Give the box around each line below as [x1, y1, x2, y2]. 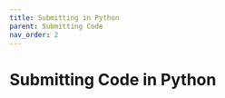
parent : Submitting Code [9, 22, 103, 31]
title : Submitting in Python [9, 13, 120, 23]
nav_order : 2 [9, 30, 59, 39]
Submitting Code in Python [9, 69, 217, 90]
